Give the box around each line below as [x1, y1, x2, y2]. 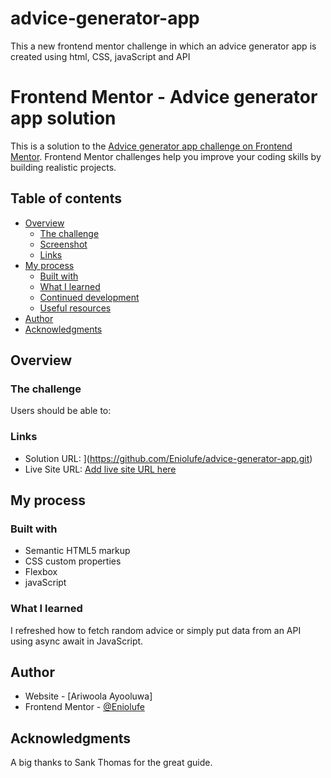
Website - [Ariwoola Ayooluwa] [24, 690, 153, 702]
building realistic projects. [10, 161, 117, 173]
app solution [10, 107, 117, 130]
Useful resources [39, 302, 112, 314]
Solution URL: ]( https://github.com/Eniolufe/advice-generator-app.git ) [24, 452, 313, 464]
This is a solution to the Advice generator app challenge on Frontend [10, 140, 293, 152]
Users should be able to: [10, 405, 112, 417]
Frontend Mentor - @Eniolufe [24, 701, 145, 713]
